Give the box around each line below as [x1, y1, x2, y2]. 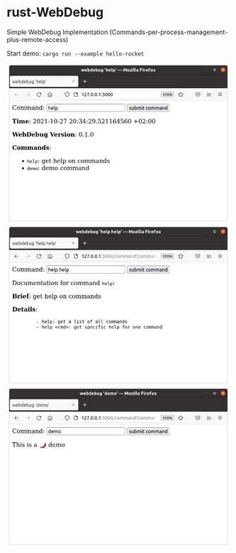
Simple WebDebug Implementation [6, 28, 108, 36]
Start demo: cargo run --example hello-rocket [6, 49, 145, 58]
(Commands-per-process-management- [109, 28, 228, 36]
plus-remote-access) [6, 35, 69, 43]
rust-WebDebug [6, 4, 104, 21]
